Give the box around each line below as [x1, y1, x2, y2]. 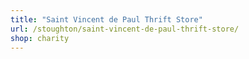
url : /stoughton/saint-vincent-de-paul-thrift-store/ [10, 24, 240, 34]
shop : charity [10, 33, 70, 43]
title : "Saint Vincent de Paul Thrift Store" [10, 14, 203, 25]
